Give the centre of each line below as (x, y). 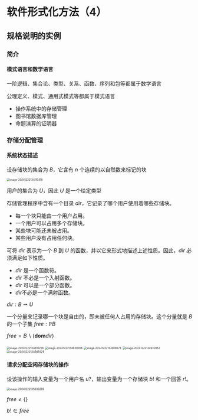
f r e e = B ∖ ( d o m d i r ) (30, 336)
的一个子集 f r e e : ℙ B (31, 324)
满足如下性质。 (30, 258)
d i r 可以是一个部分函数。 (45, 285)
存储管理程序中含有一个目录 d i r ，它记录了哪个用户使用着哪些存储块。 (91, 203)
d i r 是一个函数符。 (37, 270)
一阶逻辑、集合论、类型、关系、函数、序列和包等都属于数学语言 (84, 83)
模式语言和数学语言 (30, 69)
